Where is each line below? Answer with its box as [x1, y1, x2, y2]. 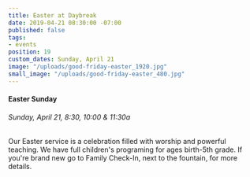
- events [8, 41, 37, 49]
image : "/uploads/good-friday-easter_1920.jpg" [8, 63, 168, 71]
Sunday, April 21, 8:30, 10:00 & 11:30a [8, 112, 131, 122]
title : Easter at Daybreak [8, 11, 97, 20]
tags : [8, 33, 26, 42]
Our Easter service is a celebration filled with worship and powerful [8, 137, 226, 146]
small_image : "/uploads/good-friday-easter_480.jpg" [8, 70, 185, 78]
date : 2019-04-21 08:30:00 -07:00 [8, 19, 122, 27]
